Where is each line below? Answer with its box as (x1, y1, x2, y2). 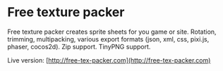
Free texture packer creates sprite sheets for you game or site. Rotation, (7, 27, 217, 36)
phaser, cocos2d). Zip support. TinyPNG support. (7, 42, 151, 51)
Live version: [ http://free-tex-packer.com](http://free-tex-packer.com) (7, 56, 211, 64)
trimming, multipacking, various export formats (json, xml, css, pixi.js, (7, 34, 210, 43)
